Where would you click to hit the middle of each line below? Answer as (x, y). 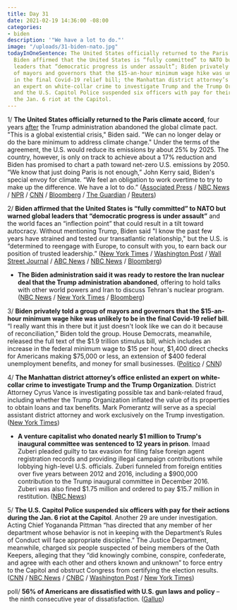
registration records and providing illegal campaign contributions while (120, 459)
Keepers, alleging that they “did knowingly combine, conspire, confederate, (117, 555)
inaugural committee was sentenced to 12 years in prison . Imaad (114, 444)
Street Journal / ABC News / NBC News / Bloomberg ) (85, 261)
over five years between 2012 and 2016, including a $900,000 (108, 474)
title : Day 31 (28, 14)
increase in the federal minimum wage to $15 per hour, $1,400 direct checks (118, 349)
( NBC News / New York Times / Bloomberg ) (81, 297)
